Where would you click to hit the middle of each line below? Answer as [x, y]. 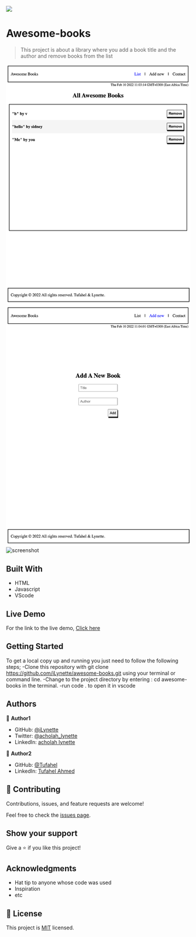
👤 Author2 [19, 753]
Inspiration [27, 889]
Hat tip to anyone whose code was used [63, 882]
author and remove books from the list [66, 56]
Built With [24, 569]
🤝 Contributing [33, 789]
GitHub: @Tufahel [36, 765]
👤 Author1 [18, 718]
